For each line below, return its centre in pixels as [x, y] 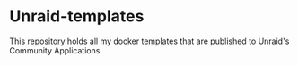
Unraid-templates [77, 16]
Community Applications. [56, 50]
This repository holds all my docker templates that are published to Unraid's [149, 41]
